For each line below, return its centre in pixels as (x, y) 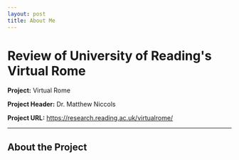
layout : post (27, 14)
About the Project (47, 147)
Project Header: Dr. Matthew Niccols (62, 105)
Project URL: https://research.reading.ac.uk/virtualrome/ (90, 118)
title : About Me (31, 21)
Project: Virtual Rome (39, 90)
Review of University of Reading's (110, 56)
